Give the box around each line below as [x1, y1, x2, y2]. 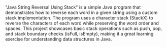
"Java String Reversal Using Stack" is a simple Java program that [5, 4, 141, 10]
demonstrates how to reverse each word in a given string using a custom [5, 9, 158, 15]
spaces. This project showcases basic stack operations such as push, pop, [5, 25, 162, 31]
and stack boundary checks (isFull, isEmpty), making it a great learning [5, 31, 154, 36]
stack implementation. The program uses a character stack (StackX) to [5, 15, 153, 20]
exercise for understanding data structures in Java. [5, 36, 112, 42]
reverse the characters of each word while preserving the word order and [5, 20, 159, 26]
